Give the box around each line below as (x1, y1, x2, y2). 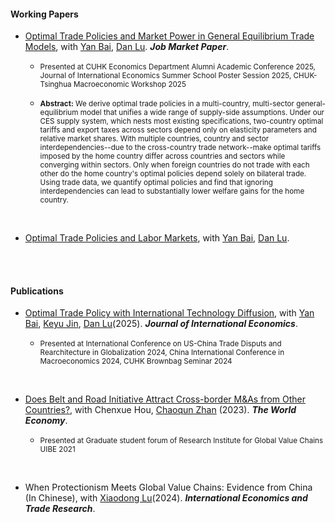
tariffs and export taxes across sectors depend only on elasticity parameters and (39, 125, 317, 135)
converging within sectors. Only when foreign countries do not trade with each (39, 160, 310, 170)
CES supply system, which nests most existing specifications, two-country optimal (39, 116, 324, 127)
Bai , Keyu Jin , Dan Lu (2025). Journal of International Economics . (24, 318, 298, 330)
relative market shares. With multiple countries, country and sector (39, 134, 270, 144)
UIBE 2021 (39, 445, 76, 455)
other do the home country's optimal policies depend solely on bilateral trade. (39, 169, 307, 179)
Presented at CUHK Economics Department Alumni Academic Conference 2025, (39, 62, 316, 72)
